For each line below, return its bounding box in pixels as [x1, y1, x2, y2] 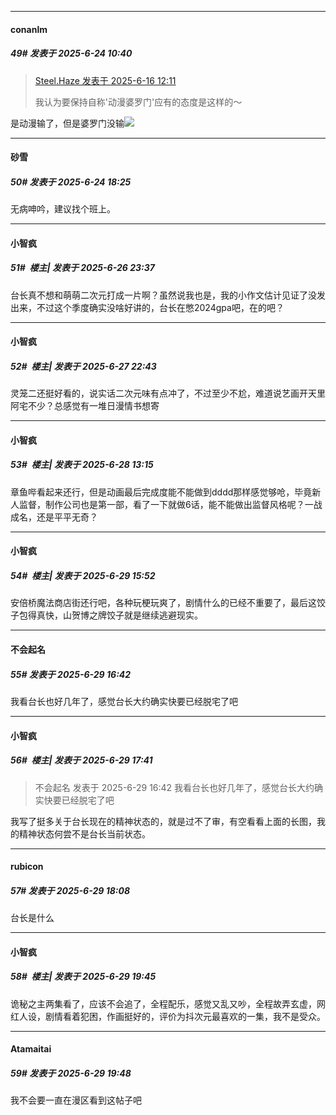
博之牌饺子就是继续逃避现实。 [79, 609, 203, 621]
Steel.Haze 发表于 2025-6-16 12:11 [34, 74, 177, 86]
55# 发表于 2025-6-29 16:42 [10, 668, 132, 680]
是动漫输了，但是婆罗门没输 [10, 117, 125, 129]
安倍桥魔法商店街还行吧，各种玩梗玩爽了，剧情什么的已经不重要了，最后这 [10, 597, 317, 609]
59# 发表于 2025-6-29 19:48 [10, 1067, 132, 1079]
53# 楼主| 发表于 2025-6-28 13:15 [10, 459, 154, 471]
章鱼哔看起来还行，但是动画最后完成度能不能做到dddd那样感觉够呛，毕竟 [10, 486, 313, 498]
